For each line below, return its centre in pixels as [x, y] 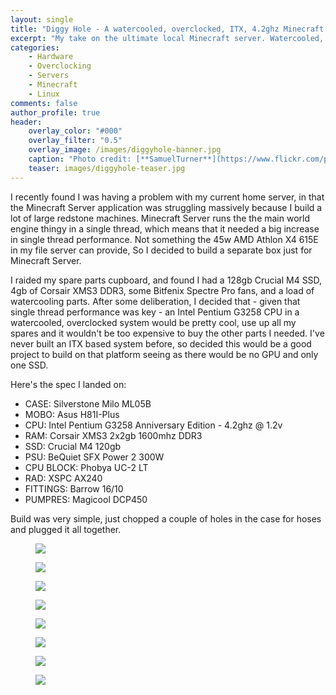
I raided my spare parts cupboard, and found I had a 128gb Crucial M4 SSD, [166, 280]
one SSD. [29, 365]
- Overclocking [60, 66]
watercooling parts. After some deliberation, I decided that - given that [155, 301]
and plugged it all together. [66, 529]
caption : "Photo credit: [80, 159]
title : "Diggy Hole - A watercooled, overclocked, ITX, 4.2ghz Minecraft [167, 29]
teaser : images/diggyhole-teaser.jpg [107, 168]
